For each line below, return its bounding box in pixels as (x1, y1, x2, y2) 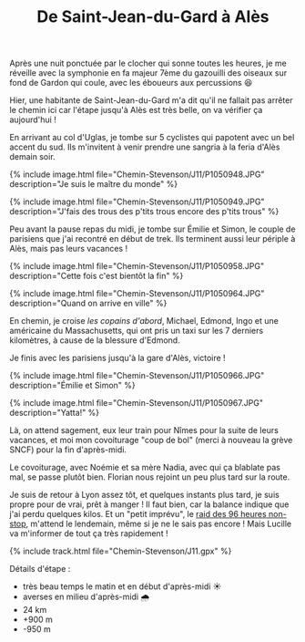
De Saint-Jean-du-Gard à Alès (36, 6, 270, 27)
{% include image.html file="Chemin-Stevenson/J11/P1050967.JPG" (9, 398, 264, 409)
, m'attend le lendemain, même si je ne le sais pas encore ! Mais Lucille (25, 518, 292, 530)
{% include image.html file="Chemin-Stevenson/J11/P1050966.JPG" (9, 370, 265, 381)
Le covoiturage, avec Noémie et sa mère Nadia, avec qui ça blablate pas (9, 462, 280, 473)
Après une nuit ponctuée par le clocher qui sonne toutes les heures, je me (9, 57, 287, 69)
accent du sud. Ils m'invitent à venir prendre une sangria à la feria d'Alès (9, 141, 280, 152)
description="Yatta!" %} (9, 408, 100, 419)
